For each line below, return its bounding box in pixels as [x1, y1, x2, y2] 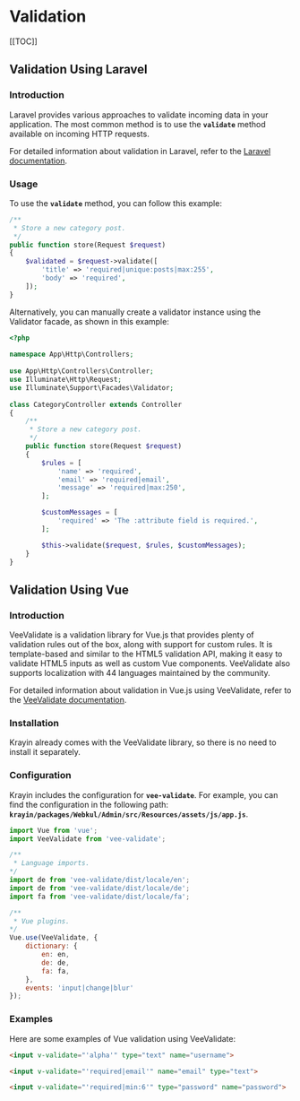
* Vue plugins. [13, 916, 70, 925]
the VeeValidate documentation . [9, 695, 127, 706]
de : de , [41, 958, 70, 967]
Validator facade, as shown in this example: [9, 316, 170, 326]
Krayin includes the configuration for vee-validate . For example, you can [9, 789, 279, 800]
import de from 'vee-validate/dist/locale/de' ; [9, 883, 191, 893]
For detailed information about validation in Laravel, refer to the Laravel [9, 145, 271, 156]
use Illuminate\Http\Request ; [9, 375, 123, 385]
